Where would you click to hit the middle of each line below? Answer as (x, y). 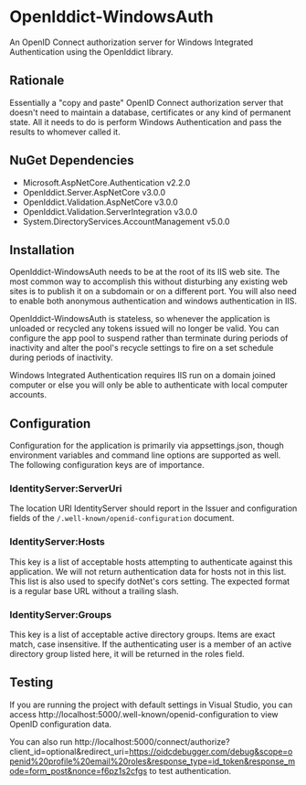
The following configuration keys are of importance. (107, 465)
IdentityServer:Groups (61, 614)
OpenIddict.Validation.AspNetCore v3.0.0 (100, 202)
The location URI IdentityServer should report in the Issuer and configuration (153, 508)
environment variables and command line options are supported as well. (145, 455)
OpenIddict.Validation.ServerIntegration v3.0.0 (110, 211)
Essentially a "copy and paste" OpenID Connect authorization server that (147, 102)
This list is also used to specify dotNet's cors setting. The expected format (150, 581)
